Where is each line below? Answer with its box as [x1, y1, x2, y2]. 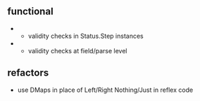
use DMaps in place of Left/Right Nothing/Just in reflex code [17, 86, 194, 94]
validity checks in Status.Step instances [27, 32, 144, 40]
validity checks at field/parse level [27, 46, 127, 55]
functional [7, 6, 54, 18]
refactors [7, 67, 49, 79]
